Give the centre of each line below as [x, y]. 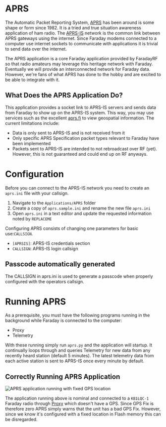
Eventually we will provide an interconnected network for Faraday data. [78, 69]
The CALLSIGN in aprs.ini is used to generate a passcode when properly [79, 276]
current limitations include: [32, 123]
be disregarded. [22, 420]
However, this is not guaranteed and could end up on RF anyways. [80, 154]
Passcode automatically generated [60, 264]
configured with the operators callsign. [45, 281]
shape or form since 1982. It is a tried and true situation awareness [73, 27]
